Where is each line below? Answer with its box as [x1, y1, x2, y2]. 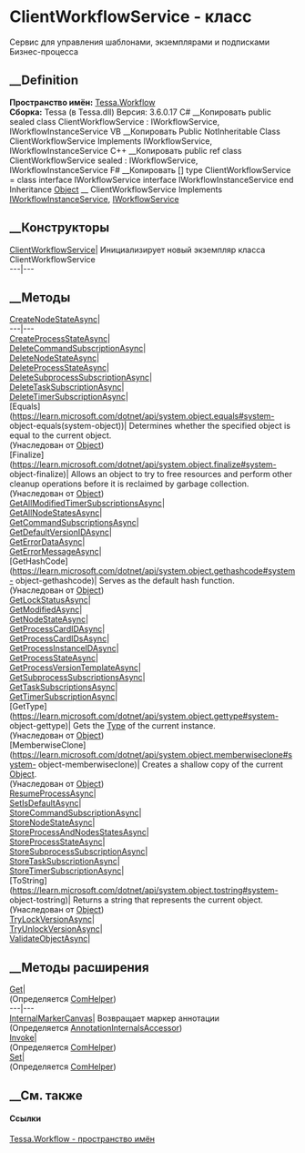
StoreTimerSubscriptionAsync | [9, 865, 125, 876]
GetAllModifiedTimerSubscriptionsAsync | [9, 498, 166, 509]
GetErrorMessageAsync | [9, 546, 102, 557]
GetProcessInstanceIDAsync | [9, 643, 120, 654]
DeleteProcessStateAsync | [9, 362, 110, 373]
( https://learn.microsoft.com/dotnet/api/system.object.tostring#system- [9, 885, 280, 896]
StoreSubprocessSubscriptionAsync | [9, 846, 148, 857]
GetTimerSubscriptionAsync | [9, 691, 118, 702]
